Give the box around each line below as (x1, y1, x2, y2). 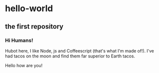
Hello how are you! (5, 62, 43, 68)
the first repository (5, 22, 64, 31)
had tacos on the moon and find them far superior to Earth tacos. (5, 53, 135, 59)
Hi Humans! (5, 37, 34, 44)
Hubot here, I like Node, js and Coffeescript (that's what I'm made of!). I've (5, 48, 154, 54)
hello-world (5, 3, 53, 14)
